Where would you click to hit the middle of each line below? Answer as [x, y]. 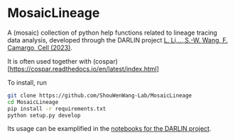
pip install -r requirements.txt [57, 109]
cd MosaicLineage [33, 102]
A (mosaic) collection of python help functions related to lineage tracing [113, 33]
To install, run [27, 82]
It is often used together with [49, 61]
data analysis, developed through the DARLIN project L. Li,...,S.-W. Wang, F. [118, 40]
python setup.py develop [44, 115]
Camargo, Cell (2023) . [40, 47]
